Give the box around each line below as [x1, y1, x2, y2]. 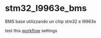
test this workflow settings [5, 28, 58, 33]
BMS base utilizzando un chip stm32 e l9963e [5, 19, 96, 24]
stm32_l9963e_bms [5, 3, 87, 14]
